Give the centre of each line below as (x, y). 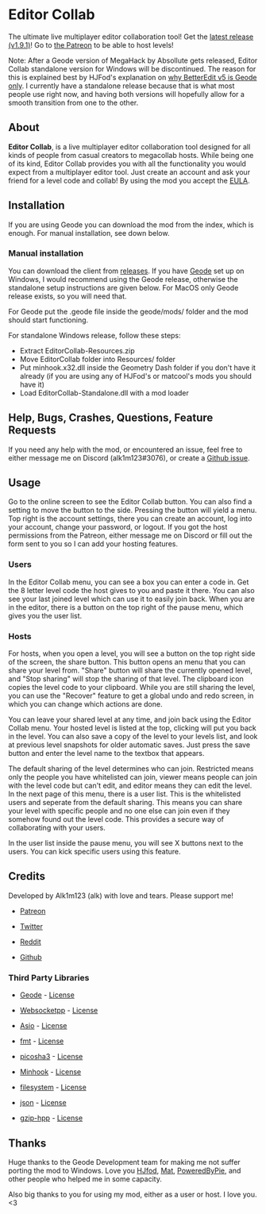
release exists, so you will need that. (67, 296)
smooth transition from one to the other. (73, 102)
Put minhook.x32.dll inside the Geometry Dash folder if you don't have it (138, 368)
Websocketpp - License (59, 1011)
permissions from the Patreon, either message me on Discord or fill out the (130, 536)
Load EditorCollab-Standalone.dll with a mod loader (104, 393)
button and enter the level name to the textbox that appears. (106, 753)
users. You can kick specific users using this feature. (94, 852)
